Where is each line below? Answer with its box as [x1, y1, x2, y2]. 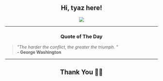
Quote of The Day [60, 33, 103, 40]
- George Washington [16, 49, 62, 55]
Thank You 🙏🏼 [60, 68, 103, 76]
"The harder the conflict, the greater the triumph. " [16, 44, 118, 50]
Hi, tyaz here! [61, 4, 102, 12]
